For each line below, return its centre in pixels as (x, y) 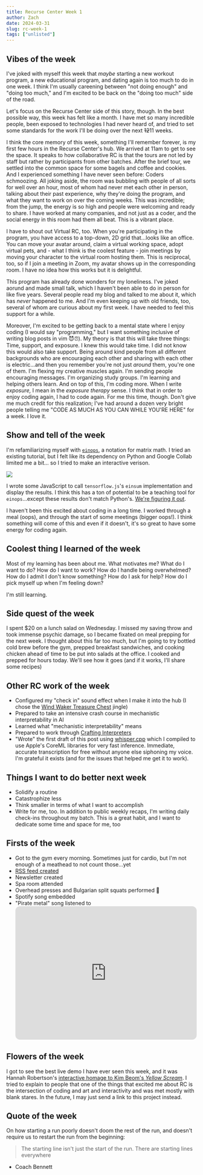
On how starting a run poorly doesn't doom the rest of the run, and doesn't (99, 1131)
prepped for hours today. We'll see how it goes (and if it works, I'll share (96, 660)
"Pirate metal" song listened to (53, 903)
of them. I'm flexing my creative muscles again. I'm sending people (90, 371)
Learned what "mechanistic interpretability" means (78, 726)
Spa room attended (39, 883)
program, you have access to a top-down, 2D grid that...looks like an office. (100, 238)
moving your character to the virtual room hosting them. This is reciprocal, (99, 257)
